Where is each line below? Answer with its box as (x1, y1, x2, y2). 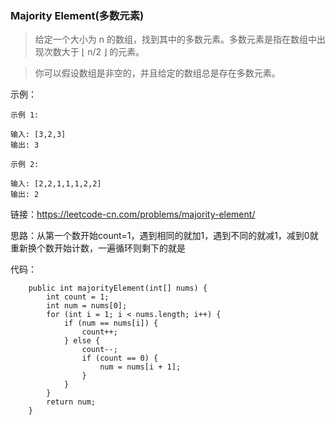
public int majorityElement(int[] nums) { (28, 283, 208, 294)
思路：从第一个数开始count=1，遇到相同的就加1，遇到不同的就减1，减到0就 (10, 230, 319, 242)
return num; (46, 397, 97, 407)
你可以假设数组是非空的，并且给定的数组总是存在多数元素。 (34, 67, 281, 79)
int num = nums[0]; (46, 301, 128, 311)
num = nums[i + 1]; (99, 362, 182, 372)
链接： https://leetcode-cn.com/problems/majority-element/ (10, 208, 256, 221)
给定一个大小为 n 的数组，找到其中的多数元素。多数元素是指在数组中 (34, 33, 317, 46)
